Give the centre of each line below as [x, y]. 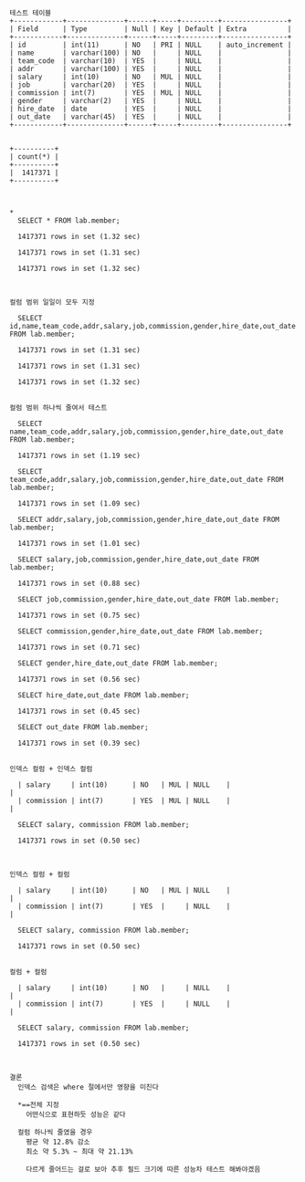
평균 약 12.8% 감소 [58, 1142]
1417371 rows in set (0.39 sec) [79, 743]
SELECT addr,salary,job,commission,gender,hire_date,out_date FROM [149, 519]
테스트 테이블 [31, 13]
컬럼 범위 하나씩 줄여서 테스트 [58, 408]
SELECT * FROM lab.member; [69, 221]
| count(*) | [34, 157]
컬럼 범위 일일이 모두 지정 [52, 302]
